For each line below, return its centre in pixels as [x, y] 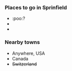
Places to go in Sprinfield [36, 8]
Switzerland [24, 64]
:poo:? [19, 19]
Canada [20, 58]
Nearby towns [22, 42]
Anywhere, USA [28, 53]
